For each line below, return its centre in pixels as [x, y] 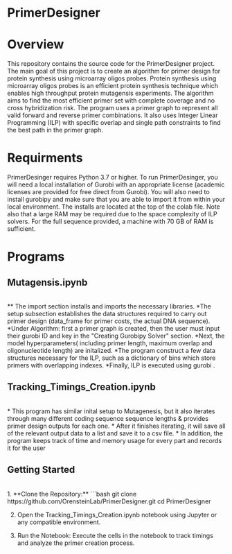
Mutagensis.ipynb [47, 282]
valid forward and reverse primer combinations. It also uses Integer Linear [113, 115]
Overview [36, 45]
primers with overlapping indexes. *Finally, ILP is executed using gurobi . [111, 365]
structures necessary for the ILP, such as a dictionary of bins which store [111, 358]
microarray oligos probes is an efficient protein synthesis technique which [113, 86]
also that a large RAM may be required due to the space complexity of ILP [112, 214]
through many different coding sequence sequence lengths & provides [108, 418]
